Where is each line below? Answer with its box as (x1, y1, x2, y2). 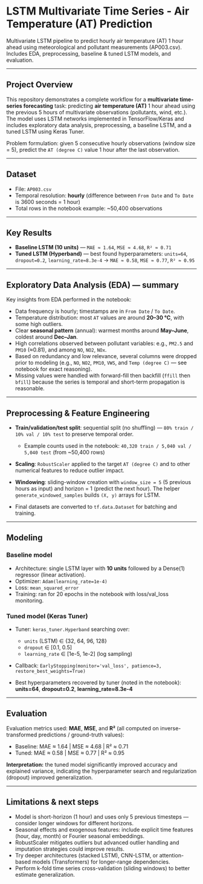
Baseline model (6, 551, 53, 559)
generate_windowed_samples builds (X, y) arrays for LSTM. (14, 491, 161, 499)
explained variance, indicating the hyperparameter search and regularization (6, 767, 197, 774)
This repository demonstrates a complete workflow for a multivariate (6, 96, 179, 103)
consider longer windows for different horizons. (14, 819, 134, 827)
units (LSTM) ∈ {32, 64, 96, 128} (24, 637, 108, 644)
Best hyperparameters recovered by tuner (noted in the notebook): (14, 679, 181, 686)
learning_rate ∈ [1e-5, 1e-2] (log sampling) (24, 650, 133, 657)
